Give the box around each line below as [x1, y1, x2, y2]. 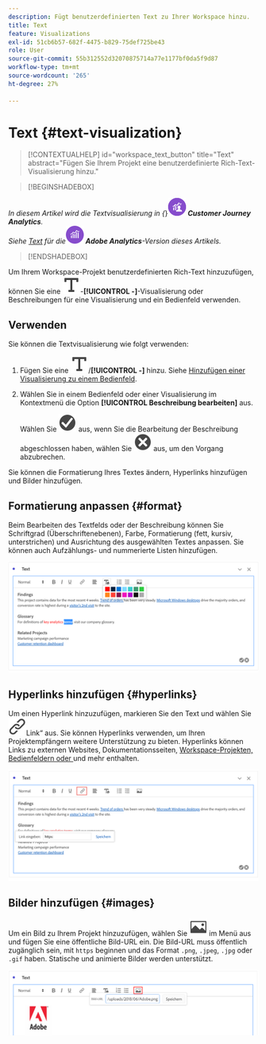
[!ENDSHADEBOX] [27, 251, 88, 262]
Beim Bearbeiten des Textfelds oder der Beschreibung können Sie [8, 520, 224, 530]
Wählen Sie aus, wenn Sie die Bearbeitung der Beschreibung [19, 424, 238, 434]
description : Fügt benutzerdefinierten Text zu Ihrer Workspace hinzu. [8, 13, 250, 21]
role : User [8, 46, 44, 55]
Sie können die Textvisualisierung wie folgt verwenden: [8, 339, 189, 349]
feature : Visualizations [8, 29, 91, 37]
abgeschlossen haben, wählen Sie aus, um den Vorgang [19, 444, 224, 454]
